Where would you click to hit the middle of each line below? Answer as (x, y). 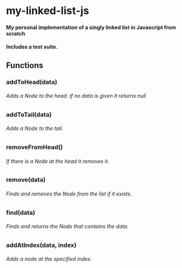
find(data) (21, 212)
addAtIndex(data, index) (42, 245)
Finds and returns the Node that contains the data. (67, 226)
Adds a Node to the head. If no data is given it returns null (76, 96)
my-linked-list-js (48, 11)
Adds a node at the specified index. (49, 259)
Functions (25, 65)
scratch (16, 33)
